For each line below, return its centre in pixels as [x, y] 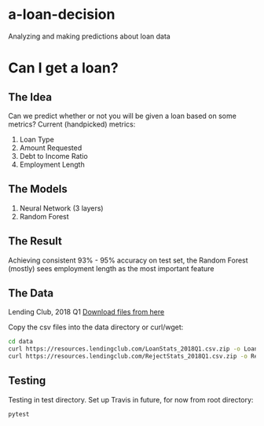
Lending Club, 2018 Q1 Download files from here [86, 312]
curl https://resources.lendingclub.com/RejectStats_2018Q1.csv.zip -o [128, 356]
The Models [38, 189]
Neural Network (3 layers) [61, 208]
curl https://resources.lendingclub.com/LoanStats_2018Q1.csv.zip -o [125, 349]
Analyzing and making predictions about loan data [89, 36]
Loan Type [37, 139]
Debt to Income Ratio [53, 156]
